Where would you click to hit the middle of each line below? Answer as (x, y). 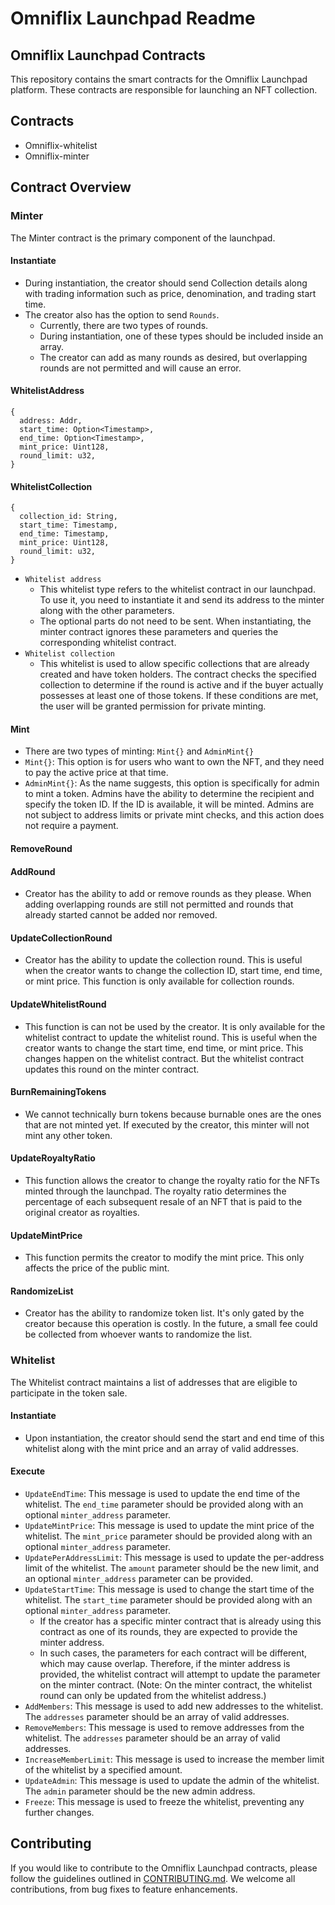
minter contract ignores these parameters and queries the (159, 632)
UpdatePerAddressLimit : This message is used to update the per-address (174, 1558)
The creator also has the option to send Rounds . (122, 314)
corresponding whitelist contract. (108, 643)
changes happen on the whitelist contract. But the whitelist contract (164, 1058)
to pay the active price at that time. (96, 773)
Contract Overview (71, 187)
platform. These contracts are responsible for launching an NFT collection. (164, 90)
